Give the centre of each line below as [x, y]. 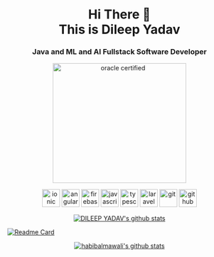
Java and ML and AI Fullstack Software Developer [119, 52]
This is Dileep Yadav [119, 29]
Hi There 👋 [119, 15]
